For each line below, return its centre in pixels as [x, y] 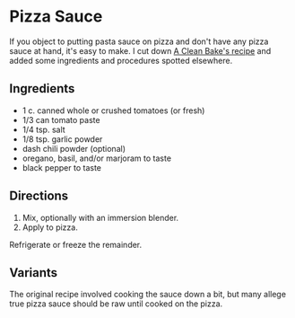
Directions [39, 196]
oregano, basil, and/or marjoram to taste [97, 158]
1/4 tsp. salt [43, 129]
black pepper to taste [61, 167]
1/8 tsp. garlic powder [62, 139]
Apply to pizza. [50, 227]
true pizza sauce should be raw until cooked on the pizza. [116, 304]
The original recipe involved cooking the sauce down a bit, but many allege [148, 295]
